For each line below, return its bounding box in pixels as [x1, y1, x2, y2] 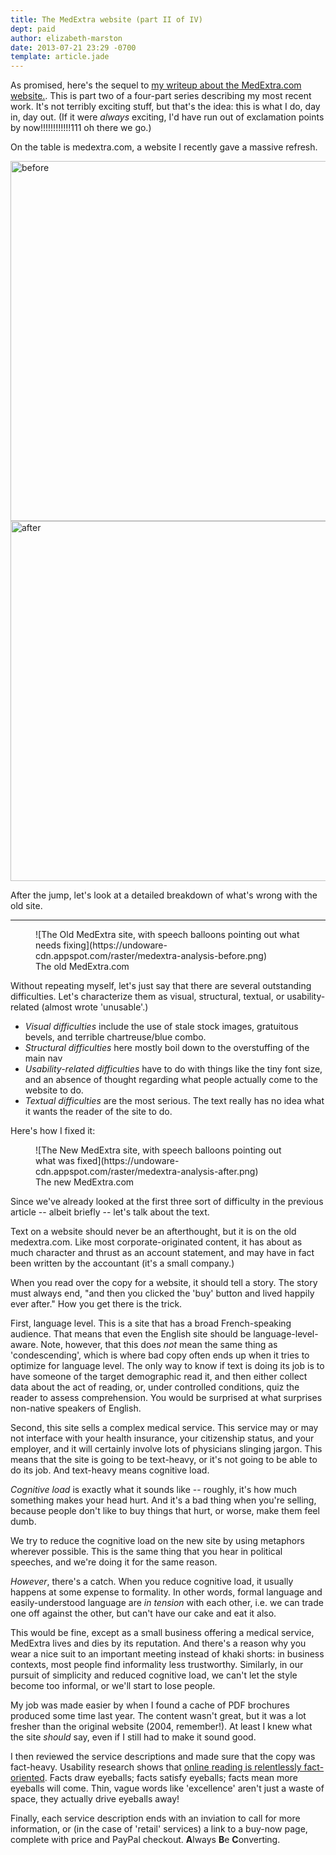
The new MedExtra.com [35, 1176, 135, 1188]
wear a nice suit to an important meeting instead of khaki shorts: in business [10, 1648, 325, 1660]
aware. [10, 1339, 39, 1351]
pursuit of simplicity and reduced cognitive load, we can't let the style [10, 1669, 298, 1681]
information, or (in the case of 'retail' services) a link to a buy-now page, [10, 1823, 308, 1835]
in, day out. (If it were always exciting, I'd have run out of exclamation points [10, 111, 325, 123]
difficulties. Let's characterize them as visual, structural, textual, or [10, 991, 285, 1003]
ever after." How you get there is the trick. [10, 1298, 183, 1310]
